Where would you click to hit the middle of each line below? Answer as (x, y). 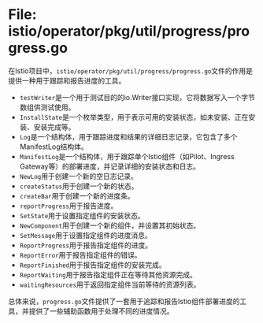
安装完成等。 (54, 127)
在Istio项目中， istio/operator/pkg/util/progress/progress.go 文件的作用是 (131, 71)
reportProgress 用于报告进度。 (69, 206)
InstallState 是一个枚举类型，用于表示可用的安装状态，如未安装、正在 (134, 117)
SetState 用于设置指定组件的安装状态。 (82, 215)
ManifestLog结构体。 (54, 147)
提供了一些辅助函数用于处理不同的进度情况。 (101, 311)
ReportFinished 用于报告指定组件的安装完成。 (93, 265)
